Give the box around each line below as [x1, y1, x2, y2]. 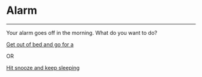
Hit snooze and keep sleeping [6, 64, 80, 71]
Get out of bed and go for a [6, 40, 74, 48]
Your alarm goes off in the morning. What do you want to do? [6, 29, 158, 36]
